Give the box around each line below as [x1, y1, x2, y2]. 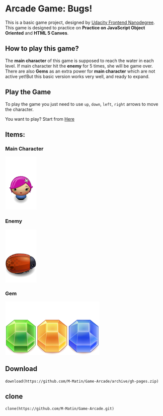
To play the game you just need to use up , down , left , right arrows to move [5, 101, 159, 107]
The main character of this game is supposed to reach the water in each [5, 58, 154, 64]
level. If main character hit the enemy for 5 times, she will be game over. [5, 63, 153, 69]
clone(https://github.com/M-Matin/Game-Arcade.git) [5, 406, 114, 412]
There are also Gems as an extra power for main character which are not [5, 68, 156, 74]
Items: [5, 130, 26, 139]
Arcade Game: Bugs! [5, 3, 92, 14]
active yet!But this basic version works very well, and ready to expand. [5, 73, 150, 80]
